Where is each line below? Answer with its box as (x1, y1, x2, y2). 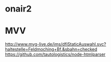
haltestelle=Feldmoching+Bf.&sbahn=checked (5, 47, 97, 52)
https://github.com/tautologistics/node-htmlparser (5, 51, 106, 57)
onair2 (5, 3, 32, 14)
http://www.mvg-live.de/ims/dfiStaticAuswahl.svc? (5, 41, 107, 47)
